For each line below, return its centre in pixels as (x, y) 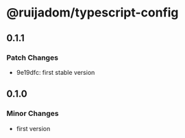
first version (33, 128)
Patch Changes (33, 58)
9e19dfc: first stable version (56, 72)
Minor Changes (33, 113)
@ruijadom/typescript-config (92, 13)
